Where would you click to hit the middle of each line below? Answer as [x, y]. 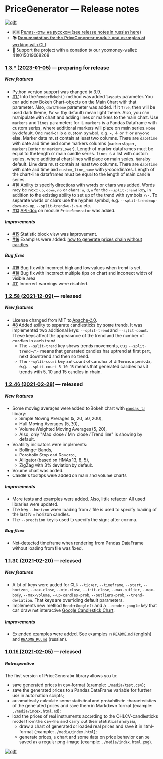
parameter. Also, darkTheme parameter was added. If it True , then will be [84, 107]
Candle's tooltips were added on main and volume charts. [70, 475]
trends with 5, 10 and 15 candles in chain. [61, 372]
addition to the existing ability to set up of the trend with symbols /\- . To [85, 195]
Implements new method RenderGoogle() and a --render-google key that [84, 606]
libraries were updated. [35, 504]
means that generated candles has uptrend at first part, [96, 351]
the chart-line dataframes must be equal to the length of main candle [81, 174]
